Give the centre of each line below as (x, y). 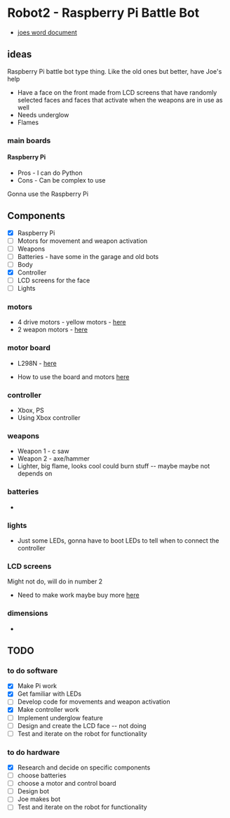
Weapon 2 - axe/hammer (53, 459)
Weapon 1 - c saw (43, 451)
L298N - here (37, 363)
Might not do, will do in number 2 (55, 581)
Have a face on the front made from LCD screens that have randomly (117, 92)
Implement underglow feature (60, 718)
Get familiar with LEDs (49, 694)
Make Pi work (37, 686)
